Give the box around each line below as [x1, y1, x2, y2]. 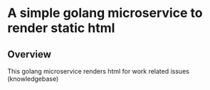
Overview [7, 48, 52, 60]
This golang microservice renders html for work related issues [7, 67, 190, 75]
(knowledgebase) [7, 74, 59, 83]
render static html [7, 20, 115, 36]
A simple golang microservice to [7, 5, 203, 21]
